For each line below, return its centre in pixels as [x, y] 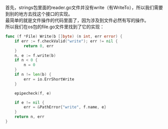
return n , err [29, 117]
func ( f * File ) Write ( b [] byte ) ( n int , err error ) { [64, 36]
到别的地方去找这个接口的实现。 [39, 14]
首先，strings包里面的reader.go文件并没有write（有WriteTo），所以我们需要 [84, 7]
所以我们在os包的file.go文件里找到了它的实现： [55, 27]
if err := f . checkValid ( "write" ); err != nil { [66, 41]
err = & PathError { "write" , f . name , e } [65, 107]
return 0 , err [39, 46]
